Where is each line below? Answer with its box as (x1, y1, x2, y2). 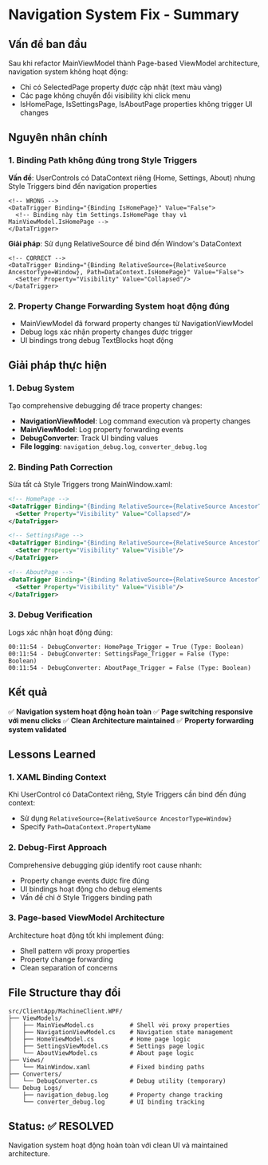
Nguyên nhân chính (8, 131, 108, 144)
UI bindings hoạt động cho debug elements (19, 884, 163, 894)
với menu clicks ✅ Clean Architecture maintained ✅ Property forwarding (8, 715, 254, 725)
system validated (8, 724, 67, 734)
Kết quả (8, 686, 48, 699)
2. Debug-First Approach (8, 842, 108, 853)
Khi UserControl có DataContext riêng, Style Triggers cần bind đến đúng (8, 789, 246, 799)
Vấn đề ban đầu (8, 37, 88, 51)
